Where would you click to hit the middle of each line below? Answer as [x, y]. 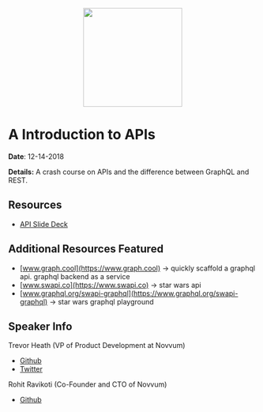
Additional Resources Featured [86, 249]
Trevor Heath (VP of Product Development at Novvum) [97, 346]
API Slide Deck [44, 224]
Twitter [31, 369]
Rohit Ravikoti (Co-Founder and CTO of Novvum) [88, 384]
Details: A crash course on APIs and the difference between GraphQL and [129, 172]
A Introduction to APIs [82, 135]
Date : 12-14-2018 [36, 156]
